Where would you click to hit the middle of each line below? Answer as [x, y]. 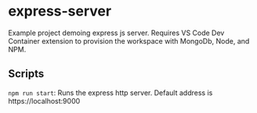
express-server [60, 11]
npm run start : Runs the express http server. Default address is [110, 93]
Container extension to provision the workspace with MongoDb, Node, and [129, 41]
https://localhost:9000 [44, 101]
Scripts [26, 74]
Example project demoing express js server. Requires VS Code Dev [116, 33]
